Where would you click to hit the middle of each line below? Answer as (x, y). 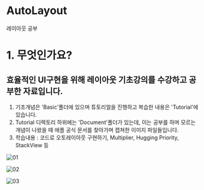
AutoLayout (37, 11)
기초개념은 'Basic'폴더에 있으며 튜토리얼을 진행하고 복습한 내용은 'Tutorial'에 (107, 107)
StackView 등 (32, 145)
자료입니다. (43, 91)
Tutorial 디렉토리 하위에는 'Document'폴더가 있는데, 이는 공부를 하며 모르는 (105, 122)
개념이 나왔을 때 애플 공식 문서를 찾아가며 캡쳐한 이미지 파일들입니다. (97, 130)
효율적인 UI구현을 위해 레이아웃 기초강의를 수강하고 (97, 80)
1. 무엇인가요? (39, 55)
